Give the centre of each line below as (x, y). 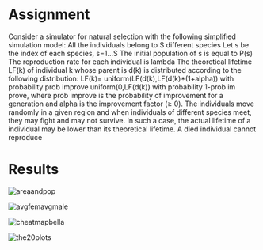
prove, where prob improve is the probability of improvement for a (116, 95)
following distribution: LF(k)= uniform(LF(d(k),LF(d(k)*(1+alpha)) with (121, 78)
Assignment (49, 15)
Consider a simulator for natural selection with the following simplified (122, 36)
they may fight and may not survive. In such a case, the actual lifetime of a (130, 120)
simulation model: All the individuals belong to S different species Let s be (129, 44)
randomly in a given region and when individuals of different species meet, (130, 112)
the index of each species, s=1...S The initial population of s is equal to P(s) (131, 53)
